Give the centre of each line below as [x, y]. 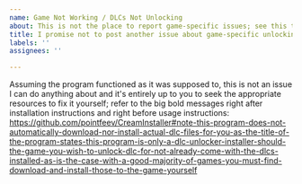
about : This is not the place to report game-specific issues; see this [148, 26]
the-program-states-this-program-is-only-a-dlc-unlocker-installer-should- [147, 142]
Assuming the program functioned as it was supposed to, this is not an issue [151, 84]
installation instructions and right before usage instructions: [120, 113]
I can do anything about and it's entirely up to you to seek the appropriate [145, 94]
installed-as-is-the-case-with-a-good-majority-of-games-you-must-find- [146, 161]
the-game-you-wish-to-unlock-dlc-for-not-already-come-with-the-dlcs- [144, 151]
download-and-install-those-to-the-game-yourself [103, 171]
